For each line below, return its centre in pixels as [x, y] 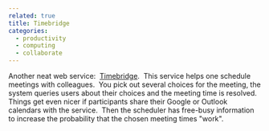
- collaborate [39, 53]
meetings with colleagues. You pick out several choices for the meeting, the [134, 84]
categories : [28, 31]
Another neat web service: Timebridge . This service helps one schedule [130, 76]
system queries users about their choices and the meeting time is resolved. [132, 93]
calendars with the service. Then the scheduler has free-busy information [131, 110]
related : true [32, 16]
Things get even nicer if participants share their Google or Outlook [118, 102]
